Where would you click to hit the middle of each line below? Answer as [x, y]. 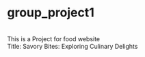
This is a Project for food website [54, 38]
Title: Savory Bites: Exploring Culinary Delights [72, 46]
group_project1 [51, 13]
